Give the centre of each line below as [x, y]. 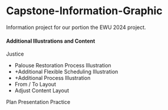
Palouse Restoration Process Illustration [63, 66]
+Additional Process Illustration [52, 78]
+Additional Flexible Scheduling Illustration [66, 72]
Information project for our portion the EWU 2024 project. [76, 27]
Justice [15, 54]
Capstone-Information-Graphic [85, 11]
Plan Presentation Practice [38, 102]
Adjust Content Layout [42, 90]
